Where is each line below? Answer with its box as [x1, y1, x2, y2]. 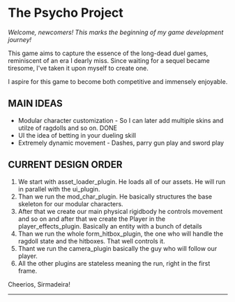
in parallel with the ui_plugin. [17, 185, 100, 193]
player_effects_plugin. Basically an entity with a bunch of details [17, 222, 202, 230]
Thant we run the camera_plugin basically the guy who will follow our [17, 244, 218, 252]
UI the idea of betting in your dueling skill [17, 131, 137, 139]
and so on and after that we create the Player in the [17, 215, 166, 223]
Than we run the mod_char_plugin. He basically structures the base [17, 192, 213, 201]
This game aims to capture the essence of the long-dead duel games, [8, 49, 209, 57]
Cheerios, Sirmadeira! [8, 280, 70, 288]
